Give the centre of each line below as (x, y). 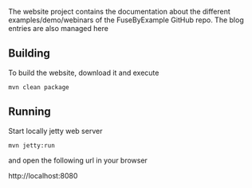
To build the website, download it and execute (84, 72)
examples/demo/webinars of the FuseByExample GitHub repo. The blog (126, 20)
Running (30, 112)
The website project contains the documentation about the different (120, 12)
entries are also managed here (59, 28)
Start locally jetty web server (55, 131)
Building (29, 54)
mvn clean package (39, 87)
